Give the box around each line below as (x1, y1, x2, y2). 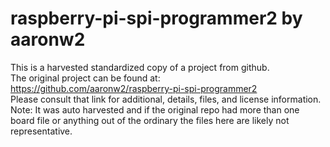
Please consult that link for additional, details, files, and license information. (10, 93, 322, 105)
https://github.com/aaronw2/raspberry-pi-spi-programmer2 (10, 82, 258, 94)
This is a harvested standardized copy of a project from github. (10, 61, 270, 73)
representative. (10, 125, 73, 137)
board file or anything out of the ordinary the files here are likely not (10, 114, 290, 126)
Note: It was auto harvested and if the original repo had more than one (10, 103, 300, 116)
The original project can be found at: (10, 72, 161, 84)
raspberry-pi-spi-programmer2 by (10, 7, 303, 30)
